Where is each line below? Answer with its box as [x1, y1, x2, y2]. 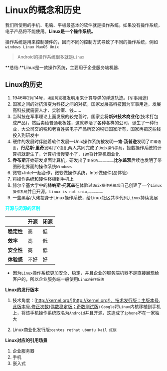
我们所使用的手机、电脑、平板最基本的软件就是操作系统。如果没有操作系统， [5, 22, 163, 28]
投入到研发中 [12, 132, 39, 138]
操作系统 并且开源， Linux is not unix [12, 188, 88, 194]
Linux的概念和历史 [5, 4, 81, 16]
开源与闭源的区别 [5, 205, 40, 211]
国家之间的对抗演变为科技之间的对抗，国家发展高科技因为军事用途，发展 [12, 101, 161, 107]
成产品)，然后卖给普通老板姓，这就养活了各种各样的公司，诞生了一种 [12, 119, 154, 125]
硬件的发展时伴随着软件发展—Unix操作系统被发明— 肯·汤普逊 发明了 [12, 138, 151, 144]
